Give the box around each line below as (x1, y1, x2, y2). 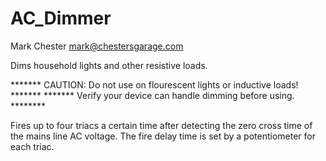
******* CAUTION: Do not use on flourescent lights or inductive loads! (10, 78, 299, 91)
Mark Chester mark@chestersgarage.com (10, 40, 184, 52)
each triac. (10, 140, 55, 152)
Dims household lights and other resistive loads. (10, 59, 208, 71)
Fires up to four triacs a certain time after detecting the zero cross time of (10, 119, 313, 131)
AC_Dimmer (10, 7, 112, 30)
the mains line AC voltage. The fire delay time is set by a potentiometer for (10, 130, 317, 142)
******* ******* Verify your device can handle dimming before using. (10, 89, 295, 101)
